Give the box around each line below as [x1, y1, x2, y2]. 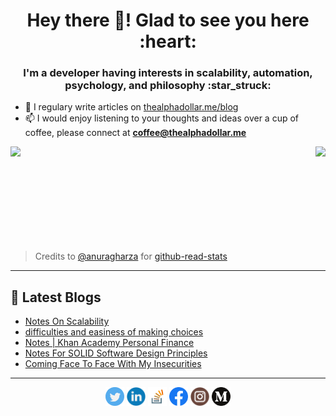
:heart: [139, 30, 197, 53]
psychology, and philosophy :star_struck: [64, 79, 272, 93]
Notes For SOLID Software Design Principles [24, 347, 208, 359]
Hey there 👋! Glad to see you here [26, 9, 310, 32]
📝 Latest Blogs [10, 289, 102, 306]
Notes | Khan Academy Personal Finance [24, 337, 195, 349]
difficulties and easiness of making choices [24, 326, 204, 338]
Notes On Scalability [24, 315, 110, 328]
